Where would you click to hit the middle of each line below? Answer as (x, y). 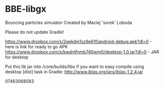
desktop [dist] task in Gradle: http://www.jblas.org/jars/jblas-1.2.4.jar (74, 71)
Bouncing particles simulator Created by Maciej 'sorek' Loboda (69, 22)
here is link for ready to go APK (36, 46)
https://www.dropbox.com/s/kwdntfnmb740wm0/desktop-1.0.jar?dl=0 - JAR (82, 52)
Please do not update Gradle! (35, 32)
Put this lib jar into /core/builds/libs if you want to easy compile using (75, 66)
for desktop (17, 57)
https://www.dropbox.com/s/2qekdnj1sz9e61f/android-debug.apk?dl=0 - (79, 41)
